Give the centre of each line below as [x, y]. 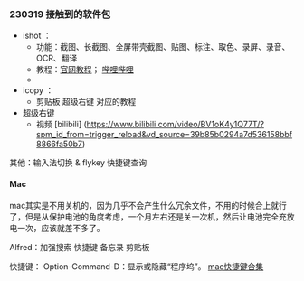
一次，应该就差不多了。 [61, 228]
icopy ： [38, 90]
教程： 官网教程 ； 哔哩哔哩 [85, 70]
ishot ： [37, 36]
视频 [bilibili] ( [62, 125]
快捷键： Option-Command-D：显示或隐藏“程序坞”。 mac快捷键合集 [137, 266]
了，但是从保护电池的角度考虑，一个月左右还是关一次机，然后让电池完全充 [148, 216]
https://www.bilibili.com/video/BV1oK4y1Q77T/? [176, 125]
